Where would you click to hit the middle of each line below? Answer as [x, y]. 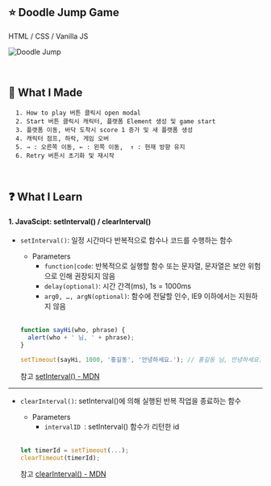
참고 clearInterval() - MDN [63, 474]
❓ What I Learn [46, 197]
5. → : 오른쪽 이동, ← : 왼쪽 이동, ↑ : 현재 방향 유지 [100, 147]
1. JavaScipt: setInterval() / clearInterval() [80, 221]
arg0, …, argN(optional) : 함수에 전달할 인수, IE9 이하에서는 [140, 297]
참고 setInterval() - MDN [60, 376]
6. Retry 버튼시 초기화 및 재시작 [65, 156]
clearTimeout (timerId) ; [60, 458]
